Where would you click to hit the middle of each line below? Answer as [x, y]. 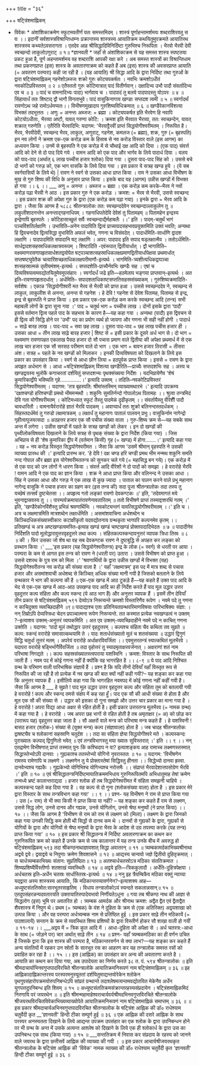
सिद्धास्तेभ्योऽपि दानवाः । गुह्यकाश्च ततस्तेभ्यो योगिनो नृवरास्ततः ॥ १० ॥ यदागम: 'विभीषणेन [98, 754]
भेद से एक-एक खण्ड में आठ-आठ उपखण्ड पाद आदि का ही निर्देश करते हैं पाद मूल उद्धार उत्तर [99, 587]
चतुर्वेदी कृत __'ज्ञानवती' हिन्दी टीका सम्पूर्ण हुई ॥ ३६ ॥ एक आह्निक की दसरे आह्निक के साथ [99, 1015]
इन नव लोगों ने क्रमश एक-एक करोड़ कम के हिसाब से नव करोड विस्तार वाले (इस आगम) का [99, 139]
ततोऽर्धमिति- [180, 239]
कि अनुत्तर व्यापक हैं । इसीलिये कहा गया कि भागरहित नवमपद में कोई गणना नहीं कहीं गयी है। [99, 680]
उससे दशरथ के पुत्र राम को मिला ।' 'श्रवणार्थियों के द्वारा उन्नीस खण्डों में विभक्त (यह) [91, 560]
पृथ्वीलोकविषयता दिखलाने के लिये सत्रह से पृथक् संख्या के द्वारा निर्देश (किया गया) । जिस [96, 433]
